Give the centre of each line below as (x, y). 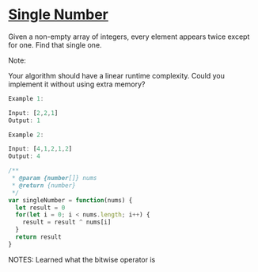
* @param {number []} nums (54, 178)
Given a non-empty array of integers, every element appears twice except (129, 36)
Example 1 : (26, 98)
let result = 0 (40, 208)
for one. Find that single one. (55, 44)
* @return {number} (44, 185)
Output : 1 (25, 121)
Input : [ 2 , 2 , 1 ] (33, 113)
